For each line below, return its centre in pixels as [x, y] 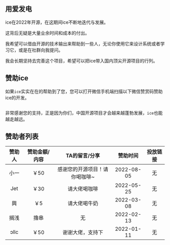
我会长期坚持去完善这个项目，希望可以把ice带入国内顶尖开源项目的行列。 [81, 61]
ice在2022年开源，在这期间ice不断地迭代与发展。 [57, 22]
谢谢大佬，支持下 [83, 232]
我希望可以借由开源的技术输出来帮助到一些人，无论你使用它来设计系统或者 [83, 43]
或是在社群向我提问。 [41, 50]
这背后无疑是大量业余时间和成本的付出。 [47, 33]
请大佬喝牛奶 [83, 204]
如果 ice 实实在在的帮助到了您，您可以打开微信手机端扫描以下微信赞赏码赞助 [84, 91]
